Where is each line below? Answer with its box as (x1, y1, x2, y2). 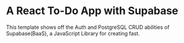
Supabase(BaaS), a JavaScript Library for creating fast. (6, 29, 140, 37)
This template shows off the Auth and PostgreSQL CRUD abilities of (6, 24, 170, 31)
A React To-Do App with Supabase (6, 4, 179, 18)
